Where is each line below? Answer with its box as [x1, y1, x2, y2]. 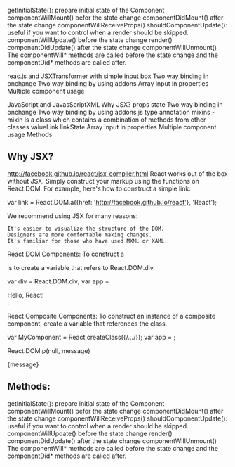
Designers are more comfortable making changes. [7, 231, 152, 238]
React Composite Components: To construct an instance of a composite [7, 312, 216, 320]
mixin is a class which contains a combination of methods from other [7, 115, 206, 124]
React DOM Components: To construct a [7, 250, 125, 258]
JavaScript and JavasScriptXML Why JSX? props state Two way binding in [7, 101, 223, 108]
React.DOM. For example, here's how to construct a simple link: [7, 184, 191, 193]
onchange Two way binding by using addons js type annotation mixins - [7, 108, 215, 116]
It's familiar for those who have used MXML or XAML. [7, 237, 168, 245]
